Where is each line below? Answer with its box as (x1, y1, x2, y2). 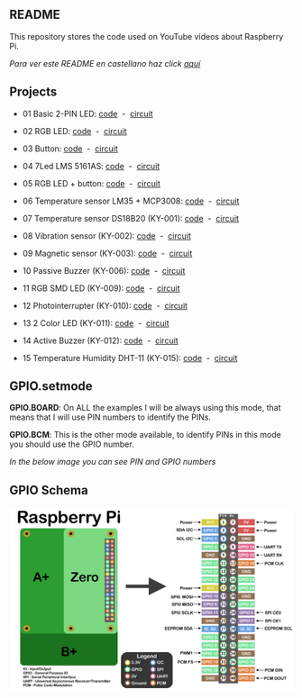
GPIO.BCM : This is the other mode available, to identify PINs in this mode (9, 430, 281, 440)
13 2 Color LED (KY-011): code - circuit (22, 317, 169, 328)
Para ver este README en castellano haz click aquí (9, 58, 201, 68)
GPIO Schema (9, 482, 88, 498)
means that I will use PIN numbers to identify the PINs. (9, 412, 212, 422)
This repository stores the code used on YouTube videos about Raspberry (9, 31, 284, 41)
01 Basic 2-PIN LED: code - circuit (22, 108, 153, 119)
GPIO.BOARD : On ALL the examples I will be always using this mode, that (9, 403, 281, 413)
